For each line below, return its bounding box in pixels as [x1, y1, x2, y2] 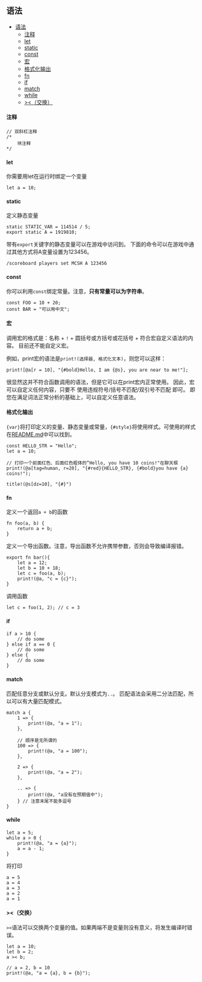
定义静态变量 [6, 212, 38, 219]
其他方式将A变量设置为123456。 [11, 248, 93, 256]
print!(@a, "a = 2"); [28, 769, 83, 776]
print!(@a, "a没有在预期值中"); [28, 791, 104, 797]
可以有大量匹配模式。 [11, 697, 65, 704]
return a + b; [17, 526, 53, 532]
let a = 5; [6, 830, 34, 836]
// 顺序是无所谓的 [17, 737, 58, 743]
